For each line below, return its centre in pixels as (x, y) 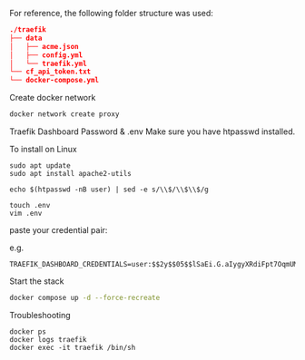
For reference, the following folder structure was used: (111, 13)
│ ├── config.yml (46, 55)
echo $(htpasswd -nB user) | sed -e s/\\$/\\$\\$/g (109, 190)
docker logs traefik (49, 339)
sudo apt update (40, 166)
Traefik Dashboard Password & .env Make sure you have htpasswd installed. (152, 131)
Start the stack (37, 281)
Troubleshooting (40, 315)
